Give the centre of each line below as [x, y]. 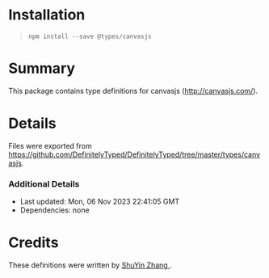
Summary [42, 68]
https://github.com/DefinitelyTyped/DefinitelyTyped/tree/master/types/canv [134, 154]
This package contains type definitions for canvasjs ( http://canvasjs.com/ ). [133, 91]
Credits [34, 243]
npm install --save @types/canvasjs [90, 36]
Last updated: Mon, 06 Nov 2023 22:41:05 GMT [100, 202]
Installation [47, 15]
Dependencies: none [55, 210]
